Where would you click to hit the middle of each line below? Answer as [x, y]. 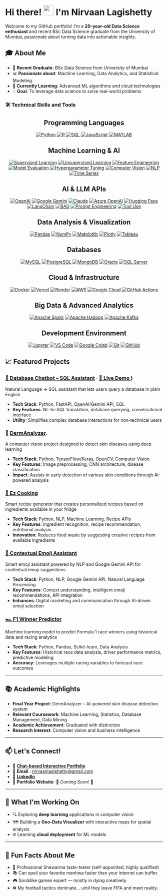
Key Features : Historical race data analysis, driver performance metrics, [87, 652]
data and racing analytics [31, 637]
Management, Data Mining [40, 719]
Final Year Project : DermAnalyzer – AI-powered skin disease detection [85, 703]
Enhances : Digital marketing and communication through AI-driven [81, 600]
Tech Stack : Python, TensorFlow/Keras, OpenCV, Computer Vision [81, 459]
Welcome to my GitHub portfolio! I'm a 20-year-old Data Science [72, 26]
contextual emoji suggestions [35, 569]
